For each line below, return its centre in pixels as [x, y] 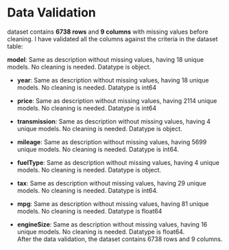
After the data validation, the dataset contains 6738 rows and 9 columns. [120, 239]
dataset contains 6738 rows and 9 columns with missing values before [108, 32]
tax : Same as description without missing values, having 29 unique [112, 183]
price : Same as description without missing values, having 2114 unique [117, 100]
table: [15, 46]
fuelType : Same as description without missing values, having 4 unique [118, 162]
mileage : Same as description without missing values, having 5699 [112, 141]
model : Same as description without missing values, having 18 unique [106, 59]
